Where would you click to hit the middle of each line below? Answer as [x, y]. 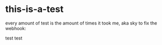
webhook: [16, 28]
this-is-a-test [34, 9]
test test [14, 38]
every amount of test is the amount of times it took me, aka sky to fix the [81, 23]
